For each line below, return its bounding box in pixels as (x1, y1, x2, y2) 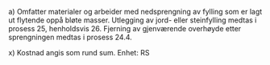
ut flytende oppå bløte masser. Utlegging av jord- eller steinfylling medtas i (8, 15, 257, 25)
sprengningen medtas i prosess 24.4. (8, 32, 133, 42)
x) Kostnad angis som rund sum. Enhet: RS (8, 48, 150, 57)
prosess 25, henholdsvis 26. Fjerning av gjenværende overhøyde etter (8, 24, 242, 33)
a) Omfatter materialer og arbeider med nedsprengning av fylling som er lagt (8, 7, 263, 16)
